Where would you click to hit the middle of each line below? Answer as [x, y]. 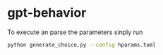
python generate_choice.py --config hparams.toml [82, 45]
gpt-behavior [47, 13]
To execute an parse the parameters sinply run [75, 32]
